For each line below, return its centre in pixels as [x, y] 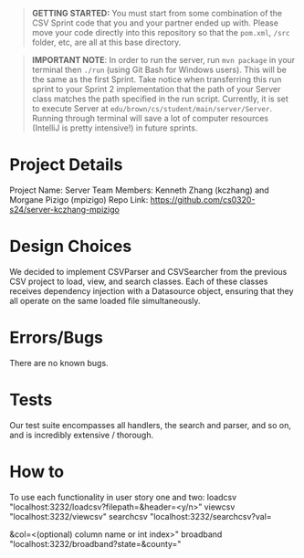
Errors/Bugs [56, 338]
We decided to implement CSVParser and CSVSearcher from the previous [148, 271]
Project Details [66, 165]
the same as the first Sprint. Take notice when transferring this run [157, 79]
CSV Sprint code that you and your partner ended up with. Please [155, 23]
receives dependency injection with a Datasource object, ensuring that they [152, 290]
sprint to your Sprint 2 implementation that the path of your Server [156, 89]
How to [37, 472]
